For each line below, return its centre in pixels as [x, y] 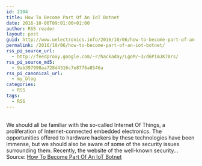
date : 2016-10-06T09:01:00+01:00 [48, 23]
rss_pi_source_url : [31, 51]
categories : [21, 85]
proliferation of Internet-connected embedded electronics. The [84, 131]
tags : [13, 96]
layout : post [23, 34]
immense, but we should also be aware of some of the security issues [93, 144]
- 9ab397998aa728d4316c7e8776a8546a [57, 68]
